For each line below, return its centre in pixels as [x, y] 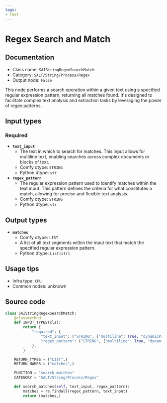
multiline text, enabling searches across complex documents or [84, 157]
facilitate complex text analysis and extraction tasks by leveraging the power [83, 100]
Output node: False [32, 80]
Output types [26, 220]
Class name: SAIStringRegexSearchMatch [53, 69]
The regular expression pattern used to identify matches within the [88, 183]
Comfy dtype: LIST [39, 237]
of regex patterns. [24, 106]
